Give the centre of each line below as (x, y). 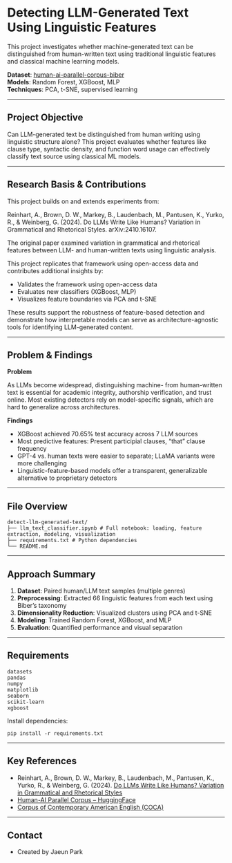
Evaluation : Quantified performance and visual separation (100, 628)
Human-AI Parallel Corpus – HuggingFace (76, 799)
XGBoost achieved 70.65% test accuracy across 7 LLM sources (107, 434)
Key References (42, 761)
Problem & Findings (50, 355)
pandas (17, 678)
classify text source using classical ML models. (74, 156)
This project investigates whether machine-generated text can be (100, 46)
